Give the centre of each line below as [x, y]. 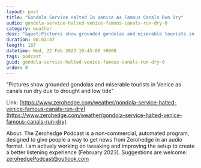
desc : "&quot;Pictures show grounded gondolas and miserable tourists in [100, 34]
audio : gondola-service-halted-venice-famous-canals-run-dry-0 [87, 23]
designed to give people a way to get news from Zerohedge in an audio [94, 140]
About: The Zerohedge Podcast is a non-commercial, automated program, [98, 133]
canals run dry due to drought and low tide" [60, 91]
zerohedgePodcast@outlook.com [48, 159]
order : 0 [17, 67]
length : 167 [21, 46]
